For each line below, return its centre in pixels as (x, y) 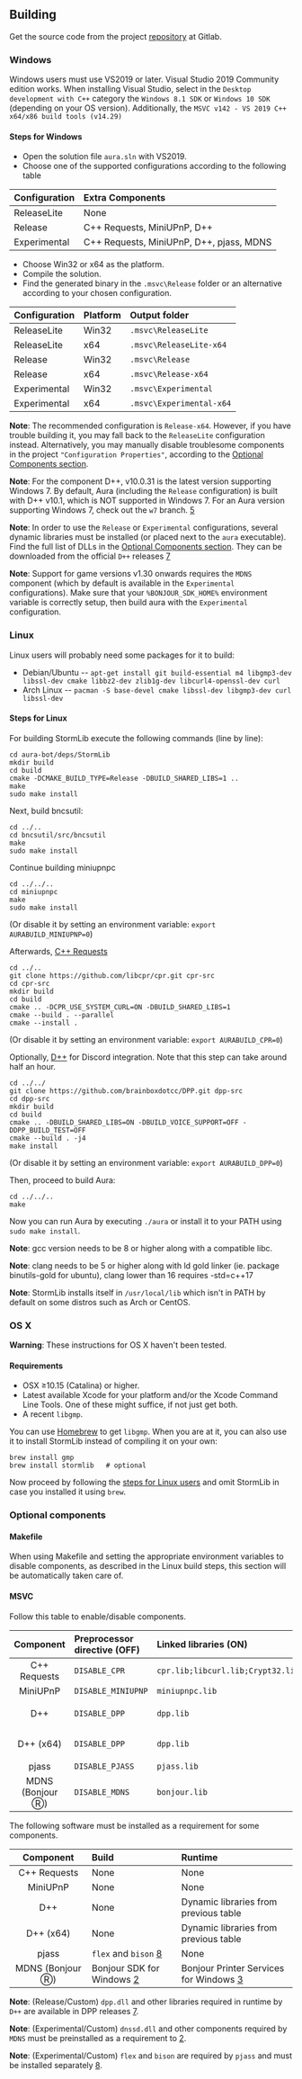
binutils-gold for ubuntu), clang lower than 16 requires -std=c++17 (131, 1275)
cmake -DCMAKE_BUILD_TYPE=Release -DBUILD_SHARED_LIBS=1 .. (124, 778)
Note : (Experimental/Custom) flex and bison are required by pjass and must (151, 2056)
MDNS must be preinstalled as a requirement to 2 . (98, 2038)
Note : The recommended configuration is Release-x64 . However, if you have (151, 426)
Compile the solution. (62, 274)
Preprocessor (104, 1638)
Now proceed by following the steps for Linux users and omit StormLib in (145, 1483)
